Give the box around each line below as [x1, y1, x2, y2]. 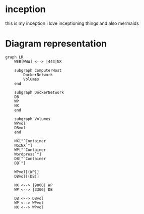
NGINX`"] [14, 143, 33, 148]
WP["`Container [14, 147, 46, 152]
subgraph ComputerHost [14, 68, 62, 73]
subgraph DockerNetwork [14, 90, 64, 95]
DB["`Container [14, 156, 46, 161]
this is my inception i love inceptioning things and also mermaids [5, 20, 139, 26]
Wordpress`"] [14, 151, 42, 157]
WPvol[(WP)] [14, 169, 39, 175]
